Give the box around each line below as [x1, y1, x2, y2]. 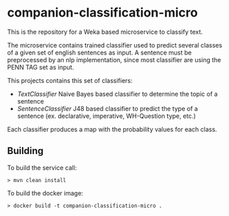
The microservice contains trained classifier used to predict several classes [7, 41, 223, 49]
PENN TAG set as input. [7, 63, 75, 71]
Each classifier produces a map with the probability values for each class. [7, 125, 217, 133]
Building [7, 145, 44, 157]
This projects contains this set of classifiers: [7, 76, 133, 84]
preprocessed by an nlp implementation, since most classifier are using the [7, 55, 221, 63]
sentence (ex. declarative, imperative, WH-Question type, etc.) [17, 112, 196, 120]
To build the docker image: [7, 188, 84, 197]
